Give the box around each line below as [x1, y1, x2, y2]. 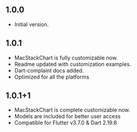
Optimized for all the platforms [14, 73, 90, 80]
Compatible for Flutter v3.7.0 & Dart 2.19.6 [14, 119, 117, 127]
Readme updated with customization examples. [14, 60, 132, 68]
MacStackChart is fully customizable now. [14, 54, 118, 61]
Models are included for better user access [14, 113, 121, 120]
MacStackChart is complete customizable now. [14, 106, 130, 113]
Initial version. [14, 20, 49, 28]
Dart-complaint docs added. [14, 67, 84, 74]
